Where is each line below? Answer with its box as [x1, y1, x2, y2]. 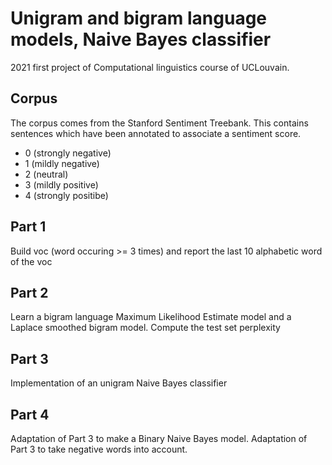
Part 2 [10, 284, 49, 301]
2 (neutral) [24, 168, 69, 180]
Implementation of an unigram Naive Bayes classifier [10, 377, 228, 389]
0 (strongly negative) [24, 147, 112, 159]
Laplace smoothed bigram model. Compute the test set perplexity [10, 322, 281, 334]
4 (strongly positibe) [24, 189, 109, 201]
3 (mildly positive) [24, 178, 99, 191]
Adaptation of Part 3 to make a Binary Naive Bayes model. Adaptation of [10, 433, 308, 444]
